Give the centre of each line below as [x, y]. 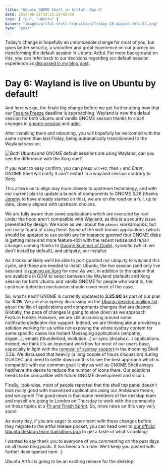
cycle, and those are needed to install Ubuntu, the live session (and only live [83, 266]
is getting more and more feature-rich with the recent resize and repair [77, 240]
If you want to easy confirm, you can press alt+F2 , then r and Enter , [75, 168]
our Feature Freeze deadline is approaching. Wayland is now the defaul [78, 113]
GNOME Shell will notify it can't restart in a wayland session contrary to [78, 174]
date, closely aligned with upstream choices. [51, 204]
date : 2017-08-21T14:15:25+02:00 [40, 14]
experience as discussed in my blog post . [48, 64]
